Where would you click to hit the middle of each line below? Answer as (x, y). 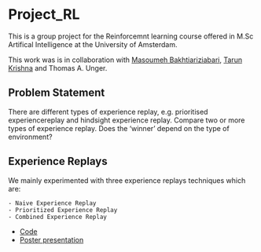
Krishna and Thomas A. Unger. (58, 68)
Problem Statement (57, 93)
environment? (30, 137)
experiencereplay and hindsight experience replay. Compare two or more (127, 120)
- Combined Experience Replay (58, 217)
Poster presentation (51, 239)
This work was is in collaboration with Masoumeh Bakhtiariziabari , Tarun (125, 60)
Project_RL (44, 15)
